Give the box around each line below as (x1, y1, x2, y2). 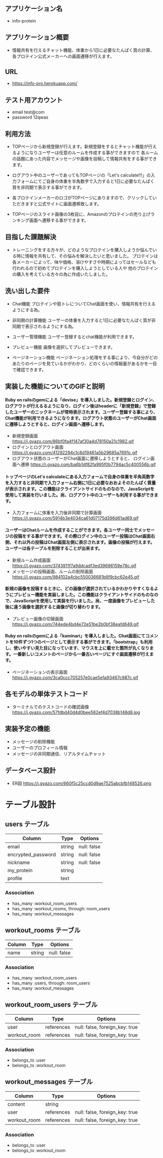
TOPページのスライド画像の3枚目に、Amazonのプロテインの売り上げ (12, 211, 151, 217)
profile (7, 875, 23, 881)
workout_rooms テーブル (5, 926, 81, 935)
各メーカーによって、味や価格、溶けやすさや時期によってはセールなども (12, 259, 157, 265)
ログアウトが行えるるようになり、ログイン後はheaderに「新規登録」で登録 (5, 403, 156, 409)
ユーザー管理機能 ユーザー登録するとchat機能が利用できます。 (12, 334, 137, 339)
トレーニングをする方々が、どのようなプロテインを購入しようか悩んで (12, 247, 153, 253)
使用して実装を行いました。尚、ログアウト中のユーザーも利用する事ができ (5, 492, 154, 498)
